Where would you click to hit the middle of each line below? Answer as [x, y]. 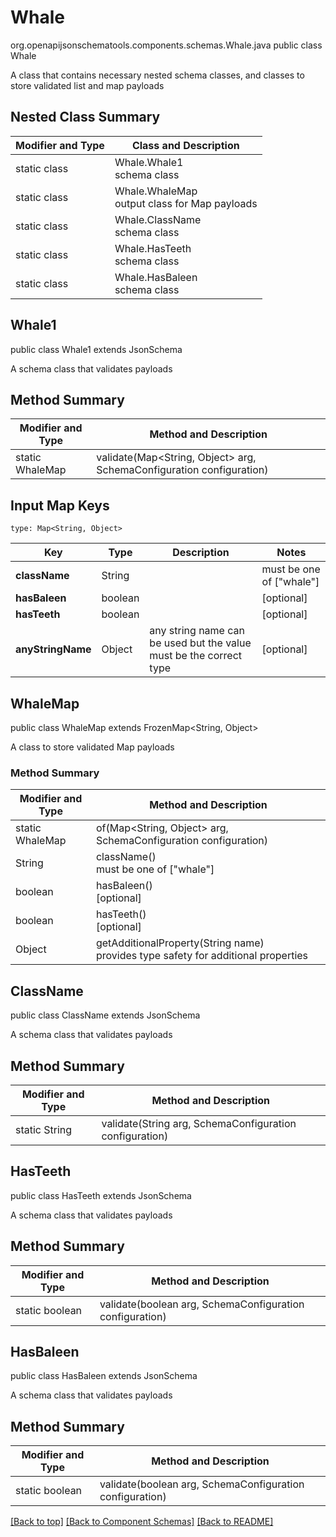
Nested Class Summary [85, 117]
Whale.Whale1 [149, 162]
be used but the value [200, 643]
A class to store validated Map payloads [92, 747]
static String [44, 1129]
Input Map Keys [60, 505]
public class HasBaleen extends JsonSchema [104, 1376]
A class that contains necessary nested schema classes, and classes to [157, 75]
